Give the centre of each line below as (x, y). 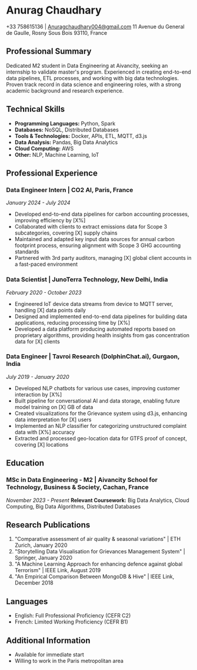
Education (25, 463)
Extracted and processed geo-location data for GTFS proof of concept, (101, 438)
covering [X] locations (41, 444)
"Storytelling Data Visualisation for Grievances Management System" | (100, 552)
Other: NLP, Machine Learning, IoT (57, 154)
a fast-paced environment (46, 264)
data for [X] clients (37, 341)
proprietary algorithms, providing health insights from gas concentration (102, 335)
